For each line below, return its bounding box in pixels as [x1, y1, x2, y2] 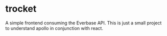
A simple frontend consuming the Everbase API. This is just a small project [5, 20, 162, 26]
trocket [5, 3, 37, 15]
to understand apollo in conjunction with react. [5, 25, 104, 31]
